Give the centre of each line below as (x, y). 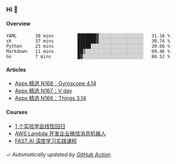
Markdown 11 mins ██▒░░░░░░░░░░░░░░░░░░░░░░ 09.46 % (88, 52)
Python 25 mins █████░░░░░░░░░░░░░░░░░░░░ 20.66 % (88, 47)
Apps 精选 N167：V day (43, 91)
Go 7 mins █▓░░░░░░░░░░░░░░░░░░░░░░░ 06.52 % (88, 57)
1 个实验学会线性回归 (40, 126)
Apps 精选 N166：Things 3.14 (50, 98)
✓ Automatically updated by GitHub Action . (59, 155)
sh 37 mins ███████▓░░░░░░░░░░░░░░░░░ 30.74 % (88, 41)
